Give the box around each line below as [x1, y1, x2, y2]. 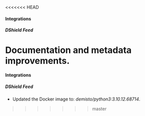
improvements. [5, 55, 70, 66]
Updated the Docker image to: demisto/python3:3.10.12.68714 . [12, 96, 140, 102]
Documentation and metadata [5, 44, 132, 56]
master [92, 105, 106, 111]
